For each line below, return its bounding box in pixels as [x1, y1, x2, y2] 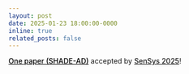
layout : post [8, 11, 53, 20]
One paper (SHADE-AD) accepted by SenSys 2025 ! [8, 56, 182, 66]
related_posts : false [8, 34, 82, 43]
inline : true [8, 27, 53, 35]
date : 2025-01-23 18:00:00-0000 [8, 19, 118, 27]
